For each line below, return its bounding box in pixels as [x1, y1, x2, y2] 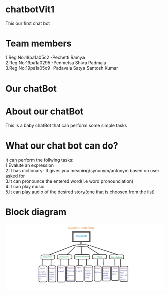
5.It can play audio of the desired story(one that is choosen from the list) [5, 189, 155, 195]
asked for [5, 173, 25, 179]
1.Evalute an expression [5, 162, 54, 168]
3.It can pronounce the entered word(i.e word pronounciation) [5, 178, 134, 184]
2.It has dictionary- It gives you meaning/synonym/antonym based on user [5, 167, 160, 173]
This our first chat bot [5, 20, 50, 26]
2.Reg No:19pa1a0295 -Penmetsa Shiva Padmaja [5, 59, 107, 66]
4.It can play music [5, 183, 45, 189]
